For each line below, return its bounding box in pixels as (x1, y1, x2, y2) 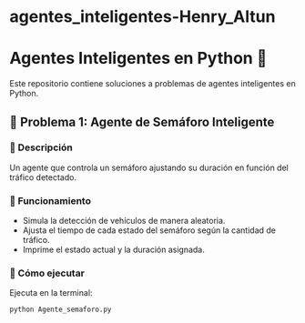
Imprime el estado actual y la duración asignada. (22, 244, 205, 256)
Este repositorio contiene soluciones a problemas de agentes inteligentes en (9, 78, 296, 89)
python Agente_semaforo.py (9, 305, 112, 315)
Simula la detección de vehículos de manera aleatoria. (22, 216, 226, 227)
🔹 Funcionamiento (9, 194, 91, 207)
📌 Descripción (9, 141, 73, 154)
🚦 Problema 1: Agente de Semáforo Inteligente (9, 114, 275, 129)
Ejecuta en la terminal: (9, 288, 93, 298)
